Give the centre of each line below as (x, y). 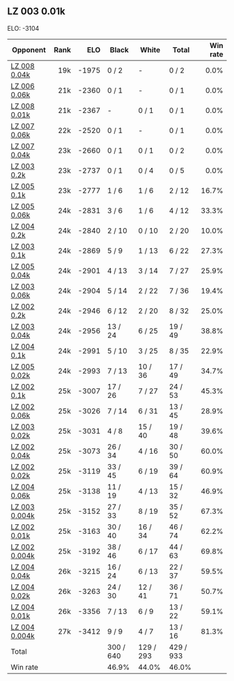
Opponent (29, 49)
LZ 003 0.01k (36, 12)
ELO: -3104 (23, 28)
